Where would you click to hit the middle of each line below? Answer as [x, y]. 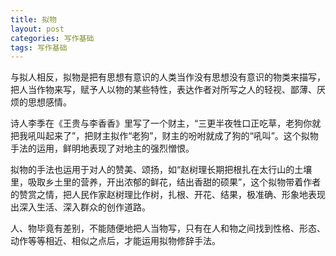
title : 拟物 [33, 19]
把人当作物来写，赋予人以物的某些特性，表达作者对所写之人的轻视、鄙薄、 [163, 90]
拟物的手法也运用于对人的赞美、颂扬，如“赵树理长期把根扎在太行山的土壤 [161, 170]
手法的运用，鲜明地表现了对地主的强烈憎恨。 [102, 148]
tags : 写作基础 [39, 47]
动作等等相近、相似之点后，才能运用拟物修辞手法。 [115, 241]
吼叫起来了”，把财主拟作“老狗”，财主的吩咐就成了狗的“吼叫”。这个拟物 [173, 136]
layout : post [37, 29]
